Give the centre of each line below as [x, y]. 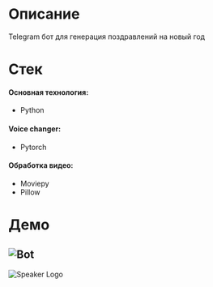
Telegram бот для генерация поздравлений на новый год [106, 36]
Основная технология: [49, 92]
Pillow [30, 192]
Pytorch [33, 147]
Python [32, 110]
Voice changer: [35, 129]
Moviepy [35, 183]
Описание [44, 14]
